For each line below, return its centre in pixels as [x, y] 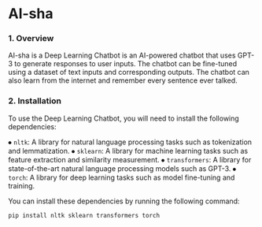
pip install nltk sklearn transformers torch [84, 215]
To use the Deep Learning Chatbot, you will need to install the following [124, 118]
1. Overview [31, 39]
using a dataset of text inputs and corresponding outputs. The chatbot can [129, 73]
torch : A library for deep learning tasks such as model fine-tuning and [122, 177]
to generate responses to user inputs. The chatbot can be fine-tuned [126, 64]
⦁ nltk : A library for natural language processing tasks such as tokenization [130, 142]
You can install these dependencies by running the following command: [124, 201]
